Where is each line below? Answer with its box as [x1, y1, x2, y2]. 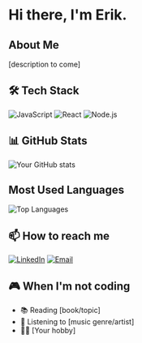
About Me [8, 38, 59, 52]
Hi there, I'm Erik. [8, 6, 127, 24]
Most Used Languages [8, 183, 124, 197]
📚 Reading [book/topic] [19, 306, 101, 315]
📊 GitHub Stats [8, 134, 88, 148]
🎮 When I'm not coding [8, 279, 131, 293]
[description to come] [8, 59, 81, 69]
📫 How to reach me [8, 229, 110, 242]
